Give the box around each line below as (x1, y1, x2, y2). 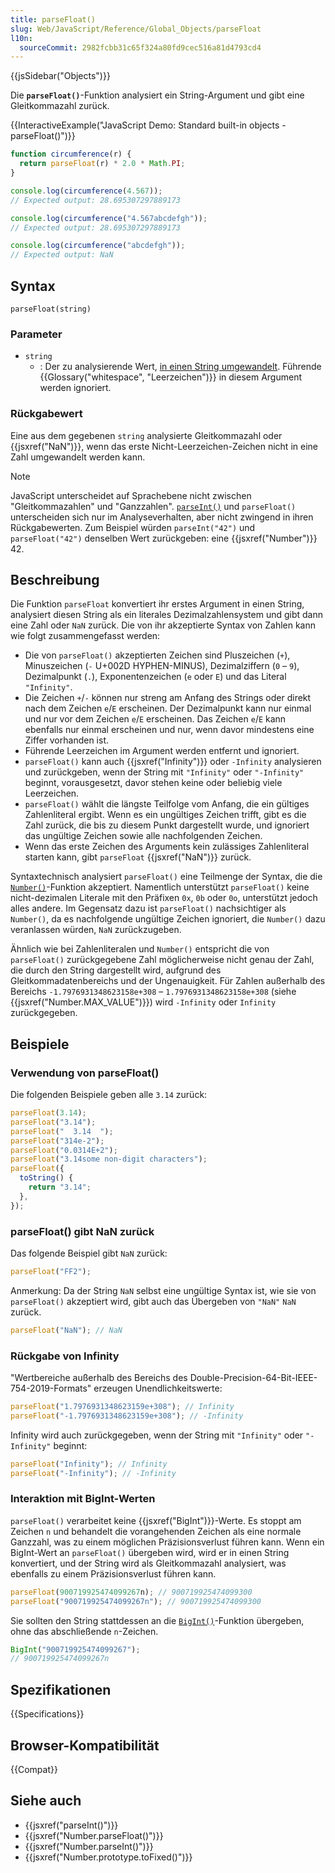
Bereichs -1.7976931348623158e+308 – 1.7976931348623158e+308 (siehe (10, 986, 297, 998)
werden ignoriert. (39, 382, 112, 394)
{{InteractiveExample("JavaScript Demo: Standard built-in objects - (10, 119, 287, 131)
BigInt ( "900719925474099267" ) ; (10, 1644, 141, 1655)
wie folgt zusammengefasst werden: (10, 630, 161, 642)
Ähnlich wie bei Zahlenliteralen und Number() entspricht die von (10, 943, 270, 955)
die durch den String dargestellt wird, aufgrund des (10, 964, 222, 976)
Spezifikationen (10, 1681, 112, 1698)
